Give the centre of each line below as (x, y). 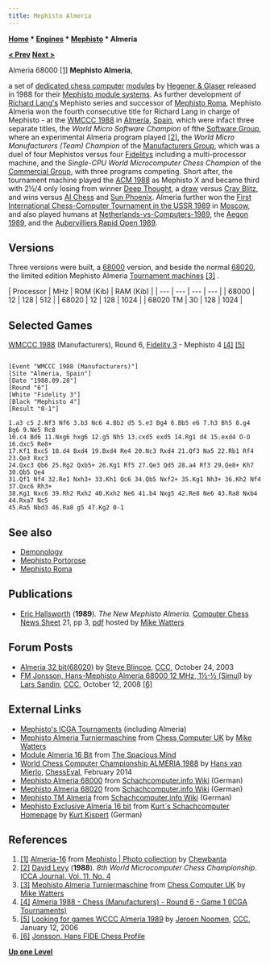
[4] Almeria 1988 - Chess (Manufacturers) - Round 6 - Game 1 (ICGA (134, 902)
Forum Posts (41, 648)
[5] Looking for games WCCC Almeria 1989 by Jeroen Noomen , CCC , (135, 919)
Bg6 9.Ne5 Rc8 (32, 430)
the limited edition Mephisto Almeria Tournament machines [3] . (114, 276)
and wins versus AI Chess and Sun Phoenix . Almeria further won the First (130, 197)
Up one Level (31, 952)
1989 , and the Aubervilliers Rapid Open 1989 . (83, 222)
